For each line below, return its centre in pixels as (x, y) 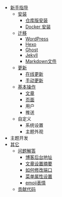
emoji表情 (35, 183)
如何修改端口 (39, 170)
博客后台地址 (39, 157)
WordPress (37, 39)
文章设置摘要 (39, 163)
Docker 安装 (38, 27)
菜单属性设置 (39, 176)
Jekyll (32, 55)
